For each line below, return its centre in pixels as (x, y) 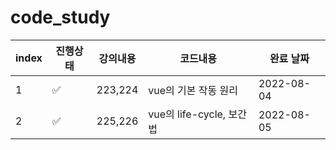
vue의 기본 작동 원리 (193, 90)
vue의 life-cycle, (187, 114)
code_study (60, 17)
